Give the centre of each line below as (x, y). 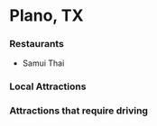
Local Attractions (48, 86)
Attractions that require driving (79, 111)
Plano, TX (46, 16)
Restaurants (37, 44)
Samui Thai (43, 63)
